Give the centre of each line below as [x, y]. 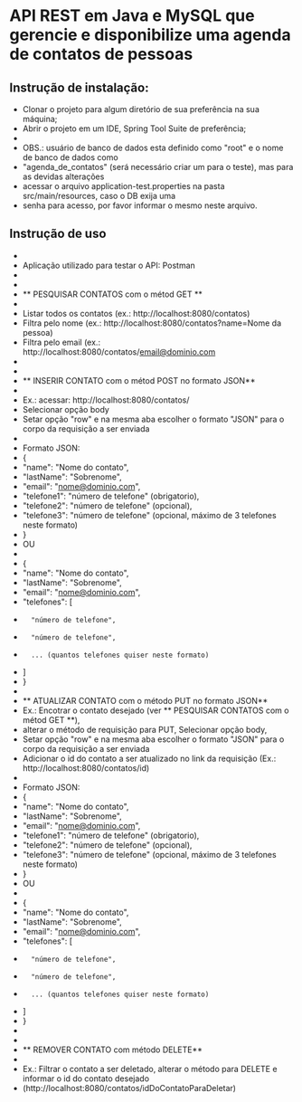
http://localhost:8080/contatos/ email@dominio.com [119, 351]
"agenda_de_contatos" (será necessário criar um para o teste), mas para [158, 167]
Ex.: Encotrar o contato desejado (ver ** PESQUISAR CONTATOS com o [156, 710]
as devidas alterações [63, 176]
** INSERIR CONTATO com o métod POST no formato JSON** [139, 380]
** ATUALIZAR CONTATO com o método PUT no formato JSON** [145, 700]
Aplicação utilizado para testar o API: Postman [109, 265]
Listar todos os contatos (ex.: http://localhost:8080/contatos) [136, 313]
